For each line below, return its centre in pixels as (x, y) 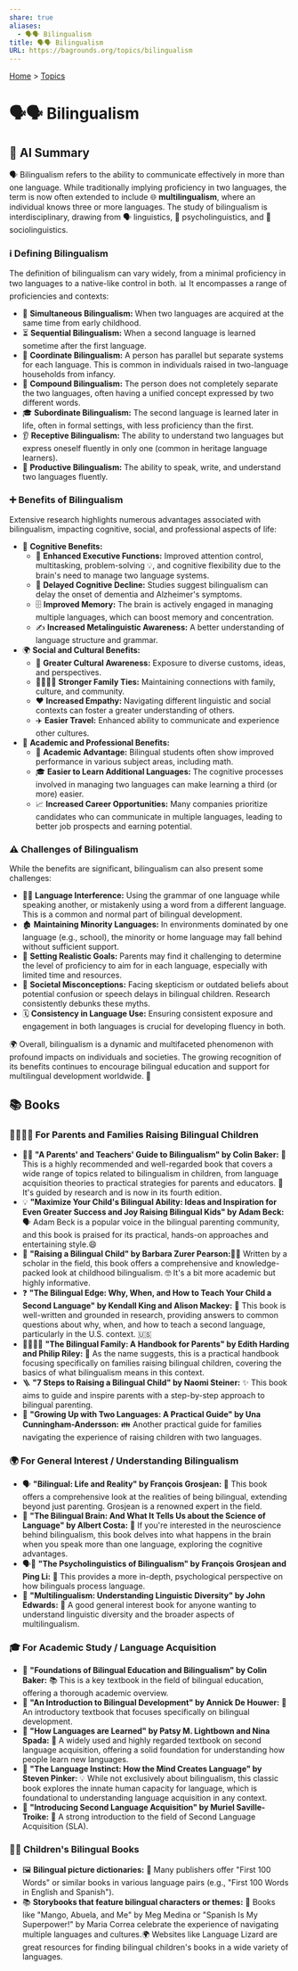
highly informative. (56, 1282)
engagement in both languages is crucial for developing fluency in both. (154, 1027)
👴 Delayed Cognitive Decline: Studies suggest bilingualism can (152, 584)
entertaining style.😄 (60, 1244)
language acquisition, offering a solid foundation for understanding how (153, 1750)
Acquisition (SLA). (55, 1827)
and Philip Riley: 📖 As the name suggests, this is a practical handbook (150, 1353)
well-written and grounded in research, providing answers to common (150, 1315)
